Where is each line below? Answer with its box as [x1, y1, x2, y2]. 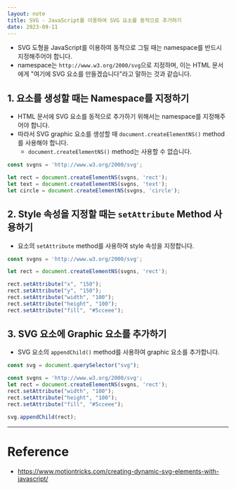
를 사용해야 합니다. [17, 138, 69, 147]
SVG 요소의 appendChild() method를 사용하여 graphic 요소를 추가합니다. [17, 348, 220, 357]
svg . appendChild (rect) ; [7, 413, 77, 421]
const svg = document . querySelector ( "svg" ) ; [7, 362, 140, 369]
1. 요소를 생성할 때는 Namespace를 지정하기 [7, 92, 190, 104]
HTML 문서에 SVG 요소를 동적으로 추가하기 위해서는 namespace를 [17, 112, 202, 121]
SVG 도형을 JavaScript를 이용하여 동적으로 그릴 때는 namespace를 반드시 [17, 44, 223, 52]
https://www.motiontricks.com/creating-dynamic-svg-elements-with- [17, 467, 220, 475]
